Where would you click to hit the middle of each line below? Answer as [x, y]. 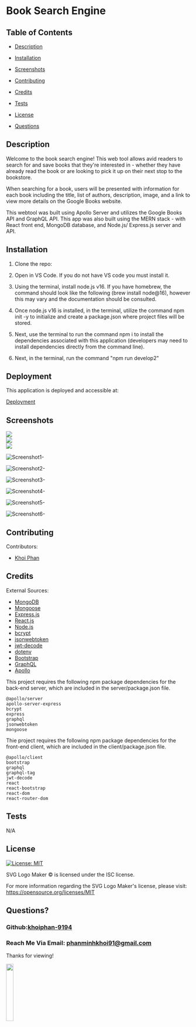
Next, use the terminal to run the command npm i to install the [89, 334]
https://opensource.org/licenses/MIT [50, 892]
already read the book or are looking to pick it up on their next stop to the [94, 171]
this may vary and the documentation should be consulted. [85, 299]
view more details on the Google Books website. [64, 201]
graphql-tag [20, 772]
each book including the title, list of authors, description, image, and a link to [98, 195]
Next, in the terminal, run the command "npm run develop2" [87, 358]
